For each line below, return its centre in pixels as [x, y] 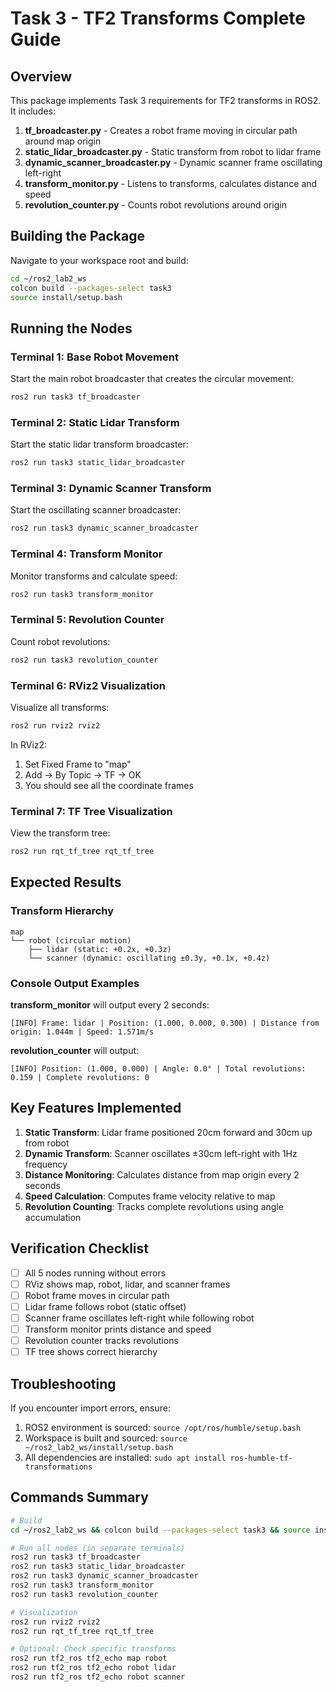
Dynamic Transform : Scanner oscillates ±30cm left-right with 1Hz [161, 1153]
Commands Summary [79, 1497]
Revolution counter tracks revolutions [101, 1341]
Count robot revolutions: [60, 641]
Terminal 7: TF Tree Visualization [91, 811]
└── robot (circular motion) [71, 940]
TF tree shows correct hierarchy [91, 1352]
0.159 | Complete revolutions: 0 [80, 1078]
